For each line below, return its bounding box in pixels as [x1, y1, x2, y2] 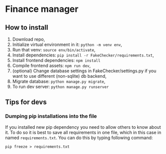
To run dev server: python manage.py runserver [12, 84, 109, 90]
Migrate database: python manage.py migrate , [12, 78, 106, 84]
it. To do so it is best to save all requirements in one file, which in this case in [5, 129, 162, 135]
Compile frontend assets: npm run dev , [12, 63, 91, 68]
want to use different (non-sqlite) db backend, [12, 73, 107, 79]
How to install [5, 23, 49, 32]
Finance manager [5, 3, 79, 15]
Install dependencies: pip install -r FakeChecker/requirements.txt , [12, 52, 154, 58]
